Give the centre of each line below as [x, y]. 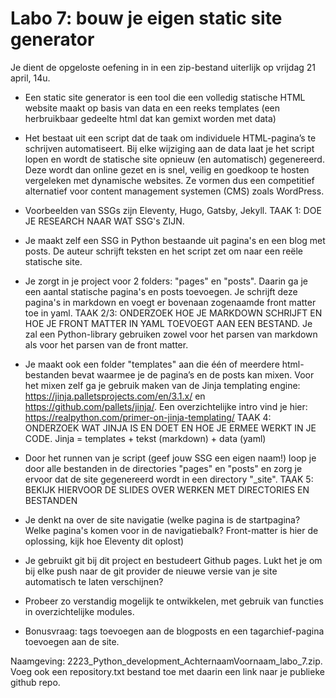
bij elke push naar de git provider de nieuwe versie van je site [151, 571]
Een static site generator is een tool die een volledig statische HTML [165, 97]
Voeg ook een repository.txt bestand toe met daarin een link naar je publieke [167, 671]
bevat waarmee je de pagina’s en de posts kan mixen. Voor [193, 374]
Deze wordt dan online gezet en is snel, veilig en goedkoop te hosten [167, 169]
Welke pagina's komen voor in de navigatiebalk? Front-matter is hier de [171, 530]
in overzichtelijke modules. [79, 611]
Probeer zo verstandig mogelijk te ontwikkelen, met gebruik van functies [174, 601]
